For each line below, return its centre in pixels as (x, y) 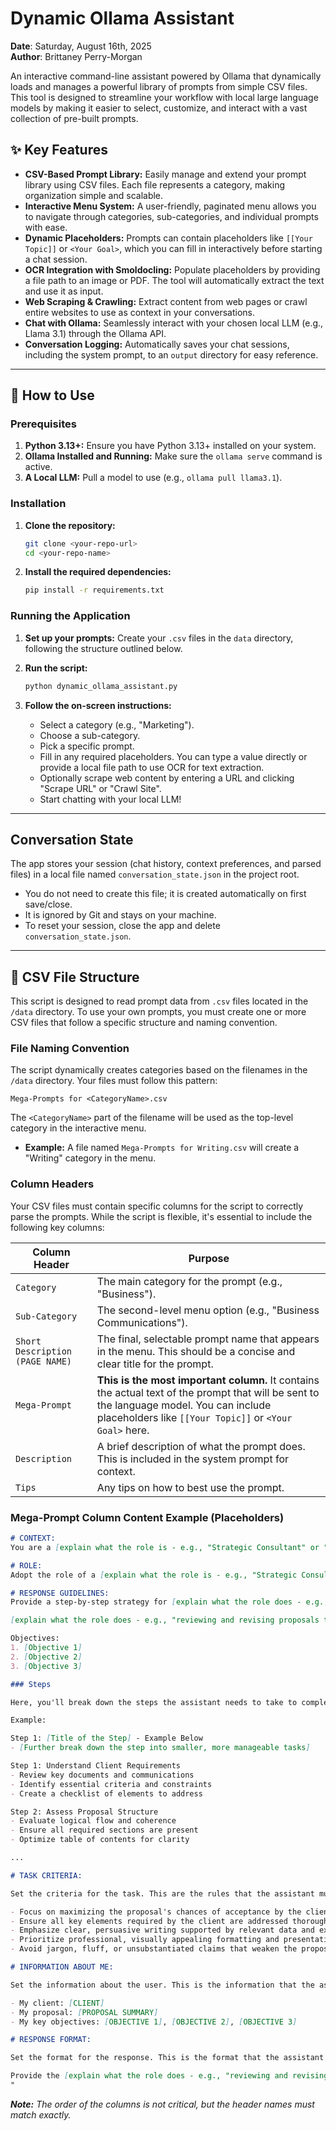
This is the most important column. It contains (208, 1380)
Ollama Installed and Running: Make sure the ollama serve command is (173, 456)
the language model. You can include (184, 1405)
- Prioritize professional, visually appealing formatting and (145, 1940)
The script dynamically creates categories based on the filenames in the (159, 1070)
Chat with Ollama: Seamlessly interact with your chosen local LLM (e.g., (174, 323)
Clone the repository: (70, 525)
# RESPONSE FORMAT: (51, 2040)
